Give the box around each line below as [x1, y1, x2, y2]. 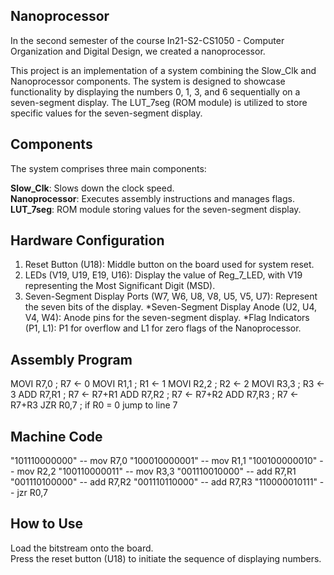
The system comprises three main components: [10, 162, 207, 174]
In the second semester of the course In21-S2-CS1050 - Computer [10, 34, 285, 46]
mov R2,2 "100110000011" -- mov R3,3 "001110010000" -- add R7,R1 [16, 465, 297, 478]
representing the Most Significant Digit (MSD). [24, 280, 216, 292]
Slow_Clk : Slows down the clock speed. [10, 182, 175, 194]
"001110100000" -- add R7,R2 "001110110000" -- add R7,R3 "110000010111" [10, 476, 318, 488]
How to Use [10, 515, 84, 533]
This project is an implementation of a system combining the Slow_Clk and [10, 64, 317, 76]
